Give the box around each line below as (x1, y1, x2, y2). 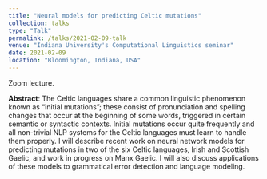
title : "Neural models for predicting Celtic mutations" (8, 11, 202, 20)
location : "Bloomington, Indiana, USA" (8, 57, 141, 65)
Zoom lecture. (8, 78, 54, 88)
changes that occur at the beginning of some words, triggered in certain (8, 110, 246, 120)
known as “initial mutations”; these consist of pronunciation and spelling (8, 101, 245, 112)
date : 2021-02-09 (8, 49, 66, 57)
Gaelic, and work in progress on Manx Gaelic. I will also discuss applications (8, 153, 260, 162)
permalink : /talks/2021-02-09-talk (8, 34, 127, 42)
